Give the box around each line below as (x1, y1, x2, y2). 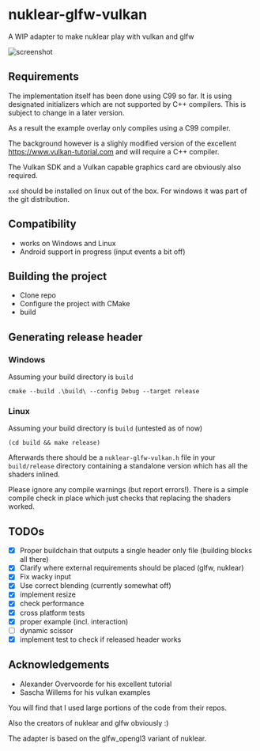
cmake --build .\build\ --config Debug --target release (8, 388, 200, 396)
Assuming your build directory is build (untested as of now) (8, 423, 203, 433)
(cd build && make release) (8, 439, 101, 447)
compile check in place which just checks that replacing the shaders (8, 493, 232, 503)
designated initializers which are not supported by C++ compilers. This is (8, 99, 247, 108)
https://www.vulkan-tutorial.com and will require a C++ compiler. (8, 146, 220, 156)
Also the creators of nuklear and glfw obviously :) (8, 718, 169, 727)
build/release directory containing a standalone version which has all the (8, 461, 248, 471)
